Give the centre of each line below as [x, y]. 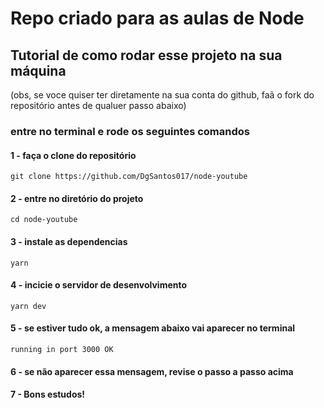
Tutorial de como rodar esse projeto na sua [146, 55]
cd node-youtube [44, 220]
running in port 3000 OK [62, 349]
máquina [38, 70]
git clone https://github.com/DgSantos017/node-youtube [129, 177]
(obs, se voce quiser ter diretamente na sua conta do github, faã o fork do [162, 95]
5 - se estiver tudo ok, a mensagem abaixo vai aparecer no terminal [153, 328]
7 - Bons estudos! [48, 394]
